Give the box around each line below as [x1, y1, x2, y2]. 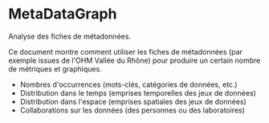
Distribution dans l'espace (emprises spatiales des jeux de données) [19, 96, 247, 106]
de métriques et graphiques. [8, 64, 102, 73]
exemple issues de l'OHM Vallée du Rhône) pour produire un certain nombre [8, 55, 261, 65]
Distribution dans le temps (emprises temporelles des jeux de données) [19, 88, 257, 97]
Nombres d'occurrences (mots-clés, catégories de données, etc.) [19, 80, 238, 89]
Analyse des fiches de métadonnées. [8, 31, 131, 41]
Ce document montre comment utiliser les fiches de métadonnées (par [8, 47, 243, 56]
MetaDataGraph [8, 5, 117, 23]
